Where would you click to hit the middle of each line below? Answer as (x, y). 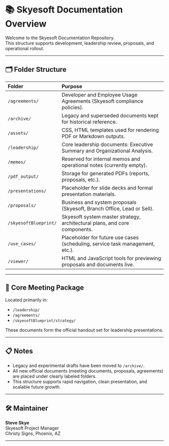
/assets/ (18, 133)
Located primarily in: (26, 300)
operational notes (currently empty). (104, 165)
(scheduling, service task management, (108, 243)
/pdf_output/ (23, 176)
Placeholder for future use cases (100, 237)
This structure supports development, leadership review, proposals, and (80, 43)
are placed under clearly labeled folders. (55, 376)
